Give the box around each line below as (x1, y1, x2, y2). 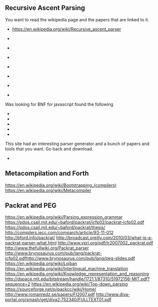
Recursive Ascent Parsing (5, 4, 85, 12)
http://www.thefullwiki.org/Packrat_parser (5, 245, 89, 251)
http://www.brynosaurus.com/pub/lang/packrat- (5, 250, 102, 256)
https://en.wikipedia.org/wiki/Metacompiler (5, 187, 91, 193)
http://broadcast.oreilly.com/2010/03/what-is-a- (56, 235, 153, 241)
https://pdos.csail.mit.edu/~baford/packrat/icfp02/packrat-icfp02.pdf (5, 219, 144, 225)
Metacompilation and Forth (5, 169, 89, 178)
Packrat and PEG (5, 201, 57, 210)
